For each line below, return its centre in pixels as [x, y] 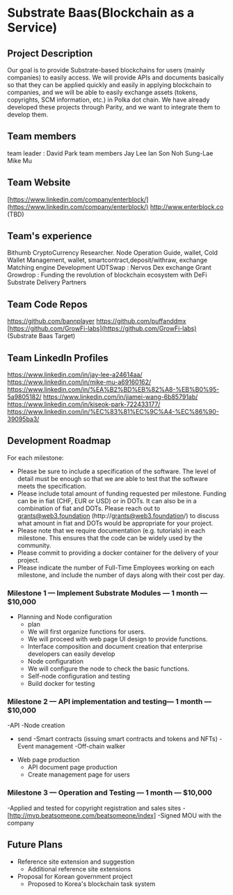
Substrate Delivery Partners [47, 282]
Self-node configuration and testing [79, 676]
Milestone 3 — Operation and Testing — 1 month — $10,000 [110, 793]
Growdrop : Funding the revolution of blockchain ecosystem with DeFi [107, 275]
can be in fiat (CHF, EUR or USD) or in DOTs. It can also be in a [107, 500]
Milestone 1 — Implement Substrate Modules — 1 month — [107, 592]
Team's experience [50, 236]
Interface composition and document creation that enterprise [115, 647]
